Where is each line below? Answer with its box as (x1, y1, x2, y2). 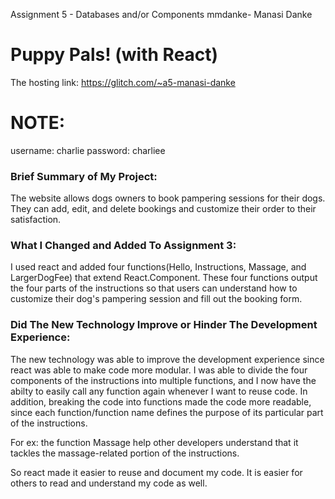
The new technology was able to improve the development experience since (10, 353, 325, 365)
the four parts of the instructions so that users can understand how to (10, 282, 298, 294)
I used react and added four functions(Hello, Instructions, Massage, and (10, 261, 307, 273)
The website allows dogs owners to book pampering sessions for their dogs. (10, 192, 326, 204)
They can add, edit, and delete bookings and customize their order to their (10, 203, 317, 215)
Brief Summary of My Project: (10, 169, 158, 183)
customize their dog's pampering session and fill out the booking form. (10, 293, 303, 305)
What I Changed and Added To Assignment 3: (10, 239, 237, 253)
